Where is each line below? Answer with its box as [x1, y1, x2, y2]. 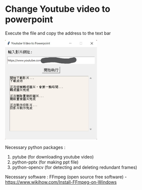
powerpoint [5, 14, 53, 25]
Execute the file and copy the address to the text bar [5, 30, 111, 36]
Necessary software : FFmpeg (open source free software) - [5, 174, 127, 180]
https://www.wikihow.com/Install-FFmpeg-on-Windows [5, 179, 117, 185]
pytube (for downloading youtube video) [12, 154, 94, 159]
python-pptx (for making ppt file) [12, 159, 79, 165]
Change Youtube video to [5, 3, 111, 15]
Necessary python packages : [5, 144, 66, 150]
